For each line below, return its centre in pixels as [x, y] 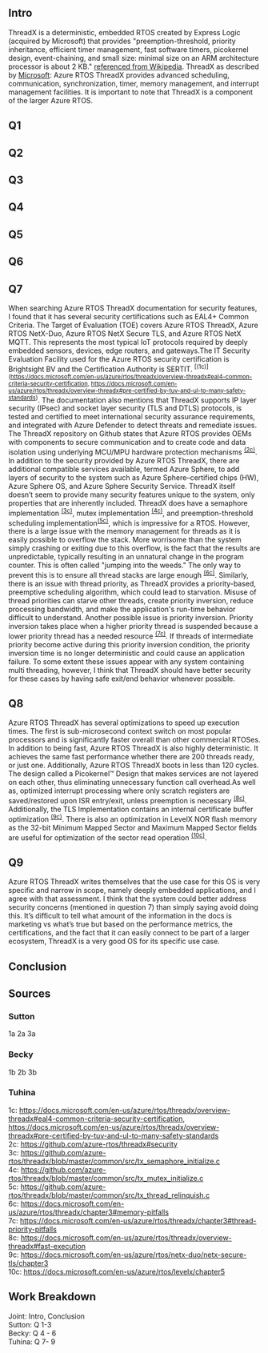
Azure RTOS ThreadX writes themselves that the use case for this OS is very [134, 882]
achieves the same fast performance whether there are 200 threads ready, [131, 757]
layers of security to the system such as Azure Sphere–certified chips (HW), [134, 477]
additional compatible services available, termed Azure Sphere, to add [124, 469]
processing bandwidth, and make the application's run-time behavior [122, 609]
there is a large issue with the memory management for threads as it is [124, 531]
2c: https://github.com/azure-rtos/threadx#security [93, 1144]
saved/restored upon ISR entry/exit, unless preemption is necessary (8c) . [128, 800]
